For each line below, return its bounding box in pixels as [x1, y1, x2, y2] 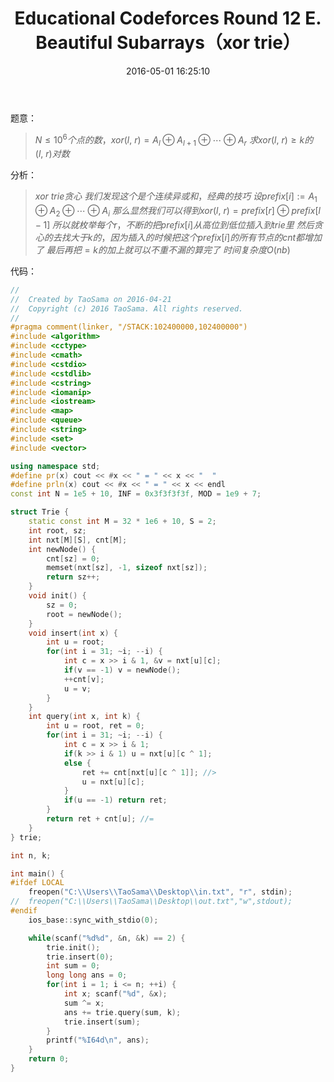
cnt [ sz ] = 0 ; [46, 553, 101, 564]
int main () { [10, 868, 65, 879]
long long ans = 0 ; [46, 970, 128, 981]
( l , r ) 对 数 [34, 148, 70, 160]
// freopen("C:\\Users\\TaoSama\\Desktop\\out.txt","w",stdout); [10, 897, 293, 907]
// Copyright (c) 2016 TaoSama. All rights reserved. [10, 303, 244, 314]
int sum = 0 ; [46, 961, 101, 971]
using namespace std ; [10, 461, 101, 471]
